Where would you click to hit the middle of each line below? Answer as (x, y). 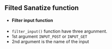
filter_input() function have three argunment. (59, 31)
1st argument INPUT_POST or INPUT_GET (49, 36)
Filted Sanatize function (42, 8)
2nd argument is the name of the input (50, 41)
